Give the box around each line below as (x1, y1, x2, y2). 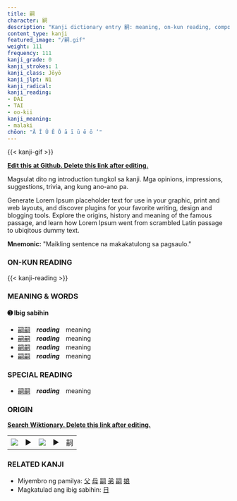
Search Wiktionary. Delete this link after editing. (7, 421, 151, 429)
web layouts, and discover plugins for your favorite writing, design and (7, 204, 212, 212)
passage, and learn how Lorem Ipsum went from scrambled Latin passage (7, 219, 223, 227)
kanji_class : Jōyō (7, 69, 61, 76)
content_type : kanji (7, 30, 68, 37)
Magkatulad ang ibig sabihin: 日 (17, 485, 109, 494)
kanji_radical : (7, 83, 52, 90)
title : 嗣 (7, 10, 35, 18)
